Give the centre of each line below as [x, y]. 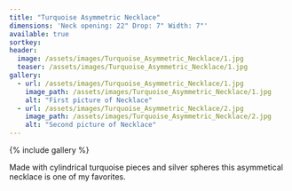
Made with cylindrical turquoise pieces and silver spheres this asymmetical [146, 167]
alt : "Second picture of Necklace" [91, 125]
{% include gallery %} [50, 150]
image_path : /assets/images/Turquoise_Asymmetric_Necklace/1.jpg [149, 92]
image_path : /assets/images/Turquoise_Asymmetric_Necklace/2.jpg [149, 116]
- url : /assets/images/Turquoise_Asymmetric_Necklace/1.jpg [130, 84]
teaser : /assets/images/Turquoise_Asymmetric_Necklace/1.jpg [133, 68]
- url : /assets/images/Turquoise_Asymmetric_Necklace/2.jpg [130, 108]
